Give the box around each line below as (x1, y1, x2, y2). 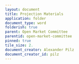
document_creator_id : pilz (5, 51, 59, 57)
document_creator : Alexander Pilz (5, 47, 75, 52)
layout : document (5, 7, 40, 12)
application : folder (5, 16, 47, 21)
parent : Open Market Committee (5, 29, 68, 34)
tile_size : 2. (5, 43, 34, 48)
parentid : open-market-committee (5, 34, 72, 39)
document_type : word (5, 20, 47, 26)
